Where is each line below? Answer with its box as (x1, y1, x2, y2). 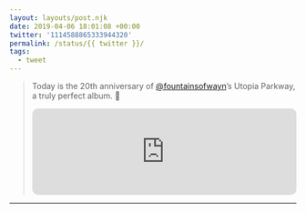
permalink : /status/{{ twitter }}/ (9, 38, 145, 48)
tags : (9, 47, 30, 56)
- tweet (17, 56, 47, 65)
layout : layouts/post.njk (9, 13, 107, 23)
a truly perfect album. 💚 (31, 90, 121, 101)
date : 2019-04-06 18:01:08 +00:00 (9, 22, 141, 31)
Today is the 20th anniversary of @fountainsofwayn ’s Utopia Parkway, (31, 81, 296, 91)
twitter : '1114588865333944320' (9, 30, 132, 39)
